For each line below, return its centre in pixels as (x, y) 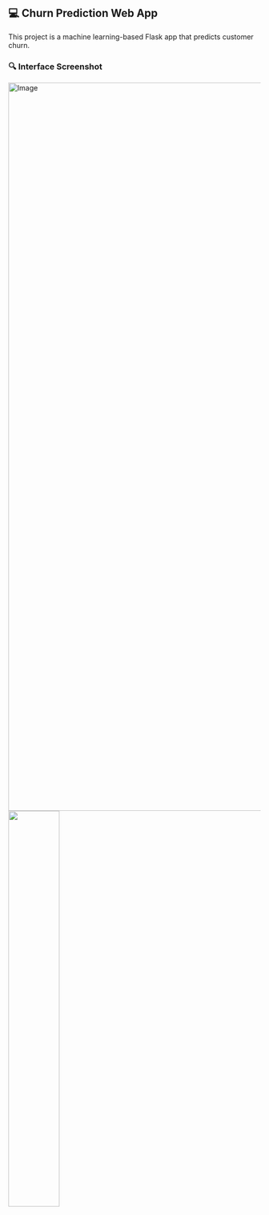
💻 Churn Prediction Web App (83, 13)
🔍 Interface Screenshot (55, 67)
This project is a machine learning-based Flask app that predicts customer (131, 36)
